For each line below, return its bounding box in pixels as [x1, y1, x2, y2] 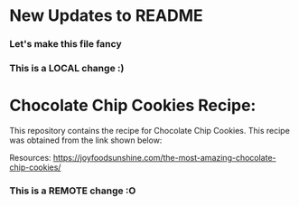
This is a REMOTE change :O [9, 184, 136, 197]
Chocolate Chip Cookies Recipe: [9, 96, 257, 116]
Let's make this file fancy [9, 38, 122, 51]
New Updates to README [9, 5, 203, 26]
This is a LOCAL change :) [9, 62, 125, 75]
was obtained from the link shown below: [9, 135, 163, 145]
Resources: [9, 152, 51, 163]
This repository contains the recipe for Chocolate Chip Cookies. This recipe [9, 125, 291, 136]
